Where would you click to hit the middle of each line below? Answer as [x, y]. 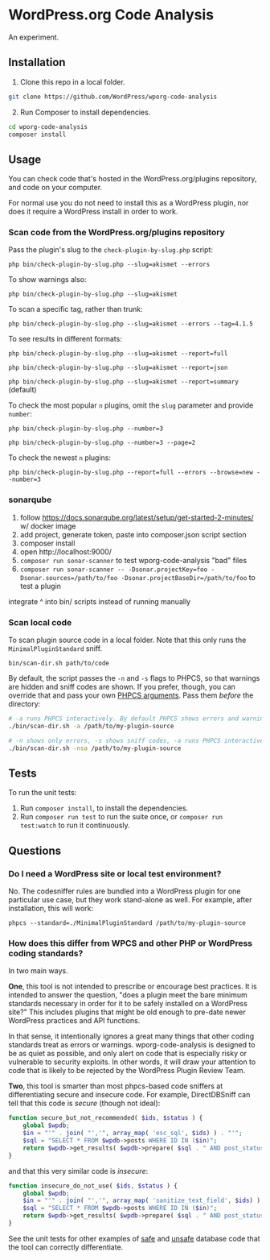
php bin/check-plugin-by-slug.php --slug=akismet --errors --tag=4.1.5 [131, 324]
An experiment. [34, 37]
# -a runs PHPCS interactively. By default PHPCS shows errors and [124, 719]
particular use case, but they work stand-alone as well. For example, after [130, 900]
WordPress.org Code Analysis [111, 15]
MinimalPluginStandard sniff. [55, 649]
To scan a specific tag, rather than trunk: [76, 309]
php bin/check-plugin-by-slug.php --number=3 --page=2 [102, 443]
